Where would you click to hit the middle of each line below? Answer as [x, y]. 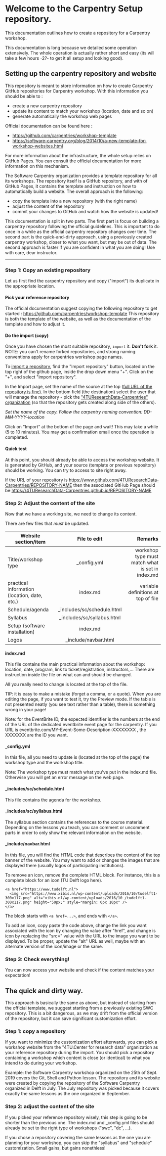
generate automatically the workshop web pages [62, 116]
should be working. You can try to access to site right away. [66, 470]
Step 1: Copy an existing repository [48, 270]
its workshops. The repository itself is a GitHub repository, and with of [76, 181]
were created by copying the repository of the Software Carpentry [73, 1083]
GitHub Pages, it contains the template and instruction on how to [71, 186]
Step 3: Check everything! [37, 959]
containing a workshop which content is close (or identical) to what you [78, 1058]
